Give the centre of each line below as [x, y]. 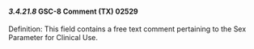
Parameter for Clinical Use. [53, 38]
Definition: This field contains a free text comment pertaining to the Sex [127, 29]
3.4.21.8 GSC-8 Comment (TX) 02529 [74, 11]
